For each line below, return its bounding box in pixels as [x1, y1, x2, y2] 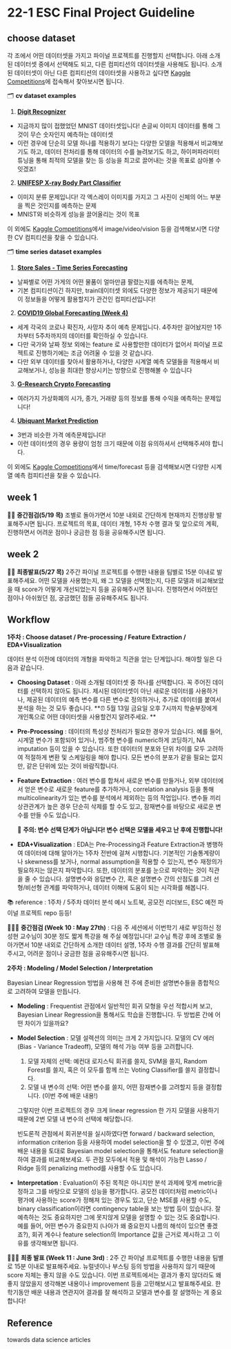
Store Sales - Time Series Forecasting [17, 263, 128, 272]
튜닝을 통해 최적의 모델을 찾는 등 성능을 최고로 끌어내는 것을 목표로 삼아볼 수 [17, 157, 222, 164]
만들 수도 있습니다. [30, 811, 81, 819]
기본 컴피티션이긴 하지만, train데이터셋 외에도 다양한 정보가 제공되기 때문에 [17, 286, 218, 294]
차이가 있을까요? [24, 1019, 69, 1028]
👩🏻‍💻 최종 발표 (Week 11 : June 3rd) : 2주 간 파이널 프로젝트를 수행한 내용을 [7, 1254, 212, 1262]
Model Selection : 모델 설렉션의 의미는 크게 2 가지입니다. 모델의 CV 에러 [17, 1034, 215, 1042]
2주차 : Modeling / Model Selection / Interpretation [7, 964, 153, 972]
